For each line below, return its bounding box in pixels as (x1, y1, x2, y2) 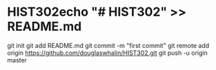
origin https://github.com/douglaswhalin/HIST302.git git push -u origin (7, 49, 208, 57)
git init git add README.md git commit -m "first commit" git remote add (7, 41, 210, 49)
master (7, 56, 28, 64)
